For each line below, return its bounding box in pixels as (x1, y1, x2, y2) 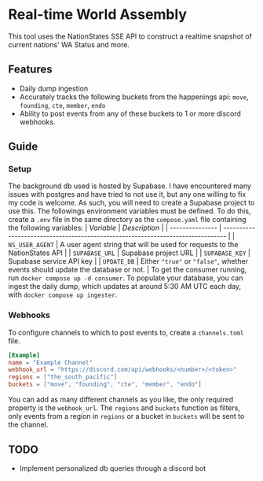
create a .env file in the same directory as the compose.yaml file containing (8, 215, 247, 224)
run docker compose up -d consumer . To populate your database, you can (8, 273, 243, 283)
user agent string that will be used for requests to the (66, 240, 239, 250)
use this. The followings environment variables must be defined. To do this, (8, 206, 251, 216)
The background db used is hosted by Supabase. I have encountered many (8, 181, 251, 191)
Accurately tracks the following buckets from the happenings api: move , (19, 92, 249, 102)
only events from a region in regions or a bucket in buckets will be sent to (8, 412, 245, 421)
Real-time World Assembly (8, 6, 187, 24)
